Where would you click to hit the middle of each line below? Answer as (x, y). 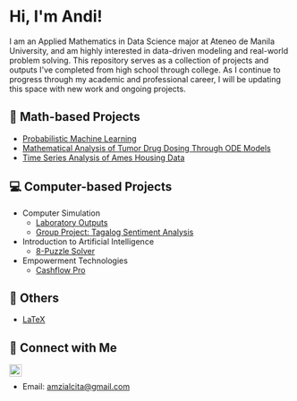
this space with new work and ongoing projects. (98, 89)
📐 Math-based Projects (75, 117)
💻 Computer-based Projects (91, 187)
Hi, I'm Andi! (56, 17)
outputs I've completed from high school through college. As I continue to (145, 70)
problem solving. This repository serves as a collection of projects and (139, 60)
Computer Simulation (61, 213)
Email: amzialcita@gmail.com (76, 387)
